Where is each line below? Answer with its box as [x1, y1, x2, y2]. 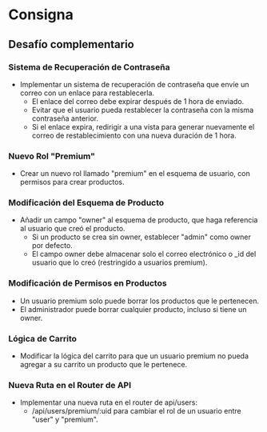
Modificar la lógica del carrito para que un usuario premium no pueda [19, 351, 249, 361]
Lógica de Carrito [8, 333, 78, 344]
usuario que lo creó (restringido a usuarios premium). [31, 258, 208, 267]
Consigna [8, 6, 74, 24]
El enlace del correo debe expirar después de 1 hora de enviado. [31, 96, 245, 106]
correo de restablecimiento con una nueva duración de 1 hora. [31, 130, 237, 140]
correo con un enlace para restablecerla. [19, 88, 154, 98]
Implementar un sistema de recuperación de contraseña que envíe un [19, 79, 249, 89]
